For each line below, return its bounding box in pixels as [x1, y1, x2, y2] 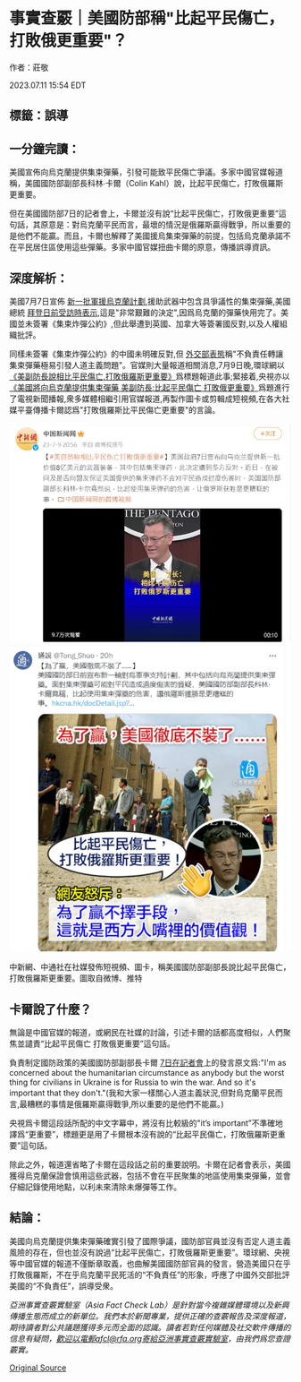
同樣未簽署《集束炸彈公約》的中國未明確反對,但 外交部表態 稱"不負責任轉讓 [9, 348, 284, 359]
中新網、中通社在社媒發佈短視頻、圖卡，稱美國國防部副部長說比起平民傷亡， [9, 962, 291, 973]
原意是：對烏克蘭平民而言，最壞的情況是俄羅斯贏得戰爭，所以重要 [39, 219, 283, 230]
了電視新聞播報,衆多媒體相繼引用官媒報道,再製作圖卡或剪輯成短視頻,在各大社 [9, 393, 290, 404]
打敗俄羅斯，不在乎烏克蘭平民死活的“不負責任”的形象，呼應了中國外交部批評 [9, 1269, 290, 1280]
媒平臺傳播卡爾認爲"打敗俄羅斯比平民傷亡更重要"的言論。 [9, 404, 221, 415]
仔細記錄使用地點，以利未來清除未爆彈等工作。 [9, 1181, 181, 1192]
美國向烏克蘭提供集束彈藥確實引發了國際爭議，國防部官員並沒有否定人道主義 [9, 1235, 291, 1246]
